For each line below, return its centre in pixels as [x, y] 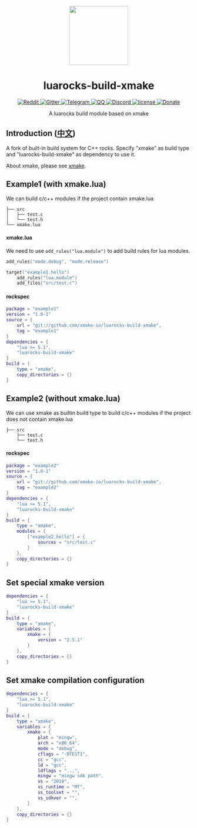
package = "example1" [33, 309]
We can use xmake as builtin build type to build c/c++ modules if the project [98, 413]
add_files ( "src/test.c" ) [47, 283]
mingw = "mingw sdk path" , [71, 776]
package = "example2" [33, 466]
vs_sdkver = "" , [57, 798]
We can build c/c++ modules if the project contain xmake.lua [80, 198]
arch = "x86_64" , [59, 743]
